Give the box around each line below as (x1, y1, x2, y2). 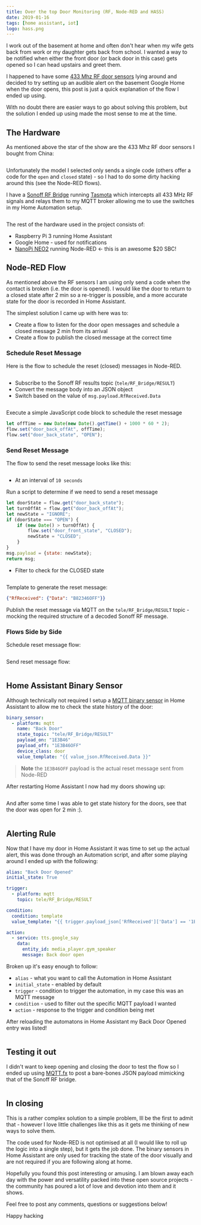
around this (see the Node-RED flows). (6, 180, 102, 187)
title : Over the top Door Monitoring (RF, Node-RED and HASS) (6, 8, 165, 15)
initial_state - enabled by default (14, 980, 102, 988)
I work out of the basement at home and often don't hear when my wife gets (6, 42, 194, 49)
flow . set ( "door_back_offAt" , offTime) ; (6, 426, 106, 433)
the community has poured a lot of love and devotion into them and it (6, 1182, 176, 1190)
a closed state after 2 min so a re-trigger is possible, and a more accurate (6, 291, 187, 298)
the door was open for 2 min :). (6, 806, 83, 813)
